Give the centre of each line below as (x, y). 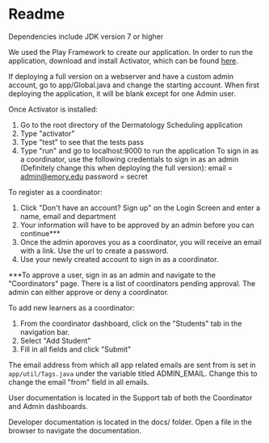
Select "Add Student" (55, 340)
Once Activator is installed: (53, 109)
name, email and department (68, 216)
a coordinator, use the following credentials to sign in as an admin (129, 159)
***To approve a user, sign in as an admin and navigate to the (112, 275)
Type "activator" (47, 133)
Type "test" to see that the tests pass (82, 141)
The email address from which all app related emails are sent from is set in (132, 365)
